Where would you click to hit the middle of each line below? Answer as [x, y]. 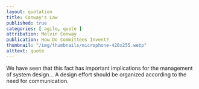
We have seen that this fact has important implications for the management [99, 68]
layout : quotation [29, 12]
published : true [27, 23]
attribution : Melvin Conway [42, 34]
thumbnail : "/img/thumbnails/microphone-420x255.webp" [77, 46]
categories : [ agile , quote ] [44, 29]
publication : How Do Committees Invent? [58, 40]
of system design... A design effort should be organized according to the [96, 74]
